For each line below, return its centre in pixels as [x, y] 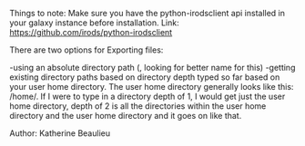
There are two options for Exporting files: [86, 50]
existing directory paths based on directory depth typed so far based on [145, 77]
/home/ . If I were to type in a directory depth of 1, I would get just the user [147, 96]
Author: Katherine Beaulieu [60, 133]
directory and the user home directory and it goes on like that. [126, 116]
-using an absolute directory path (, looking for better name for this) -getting [152, 68]
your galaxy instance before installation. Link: [94, 23]
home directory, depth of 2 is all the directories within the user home [138, 106]
